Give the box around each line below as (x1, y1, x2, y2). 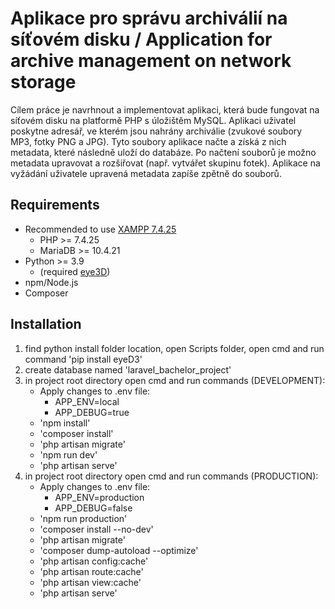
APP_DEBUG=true (54, 406, 130, 418)
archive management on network (10, 50, 292, 72)
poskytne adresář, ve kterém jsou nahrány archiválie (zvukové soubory (10, 125, 303, 137)
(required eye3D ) (39, 265, 111, 277)
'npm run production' (39, 512, 128, 524)
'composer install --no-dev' (39, 523, 154, 535)
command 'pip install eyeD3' (24, 353, 143, 365)
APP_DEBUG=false (54, 502, 133, 514)
